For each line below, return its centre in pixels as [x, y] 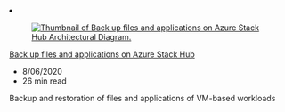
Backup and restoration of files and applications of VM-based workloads [142, 98]
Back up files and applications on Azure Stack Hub [102, 54]
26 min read [44, 81]
